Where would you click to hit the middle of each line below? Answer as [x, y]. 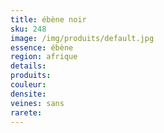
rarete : [26, 112]
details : [28, 66]
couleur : [28, 85]
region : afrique [44, 57]
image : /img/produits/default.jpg [82, 38]
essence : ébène [42, 47]
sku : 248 [28, 29]
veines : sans [37, 103]
